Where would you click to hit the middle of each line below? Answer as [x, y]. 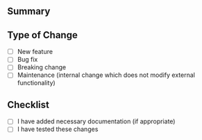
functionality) [36, 83]
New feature [35, 52]
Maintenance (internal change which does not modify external [106, 75]
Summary [29, 11]
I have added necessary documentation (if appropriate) [96, 121]
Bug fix [27, 60]
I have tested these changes [58, 129]
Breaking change [42, 67]
